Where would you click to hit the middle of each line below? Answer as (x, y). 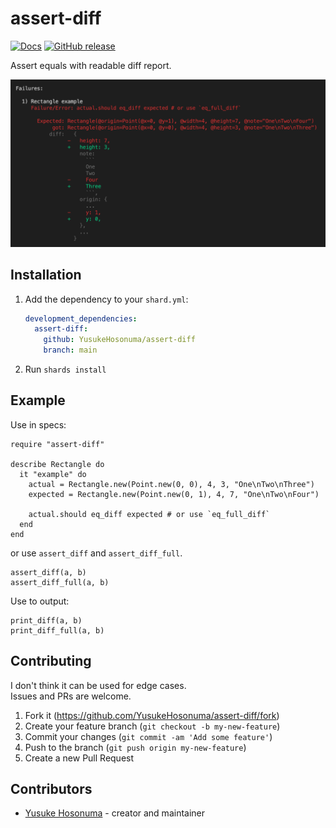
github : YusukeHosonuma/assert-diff (119, 340)
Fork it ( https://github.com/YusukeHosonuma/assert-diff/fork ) (152, 715)
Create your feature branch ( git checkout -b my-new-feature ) (152, 726)
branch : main (70, 350)
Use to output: (40, 601)
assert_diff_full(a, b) (60, 582)
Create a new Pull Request (79, 758)
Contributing (51, 661)
